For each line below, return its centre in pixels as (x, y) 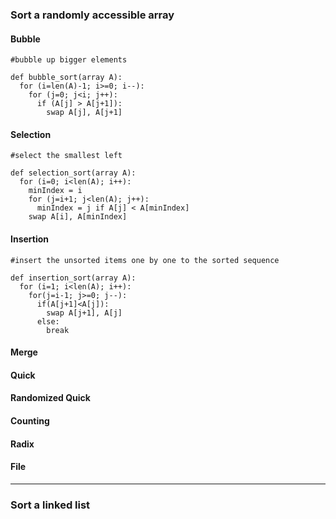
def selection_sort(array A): (73, 173)
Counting (30, 420)
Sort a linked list (50, 505)
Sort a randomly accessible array (92, 15)
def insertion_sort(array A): (73, 278)
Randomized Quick (50, 398)
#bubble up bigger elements (69, 60)
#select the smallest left (66, 156)
